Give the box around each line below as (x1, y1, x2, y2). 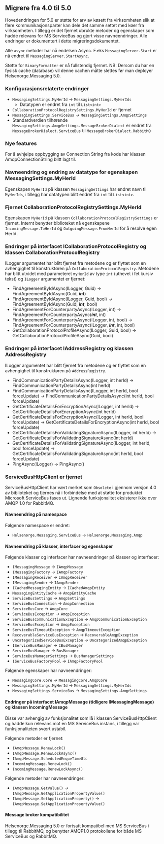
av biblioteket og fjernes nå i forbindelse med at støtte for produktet (5, 490, 143, 495)
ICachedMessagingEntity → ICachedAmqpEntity (12, 585, 105, 591)
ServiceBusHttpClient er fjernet (5, 473, 83, 480)
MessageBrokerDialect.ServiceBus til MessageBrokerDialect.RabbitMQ (12, 128, 151, 134)
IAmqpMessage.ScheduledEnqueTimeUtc (12, 756, 88, 761)
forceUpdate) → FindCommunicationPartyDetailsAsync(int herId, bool (12, 393, 154, 399)
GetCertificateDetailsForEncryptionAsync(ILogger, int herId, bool (12, 414, 144, 420)
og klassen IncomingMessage (5, 704, 68, 710)
